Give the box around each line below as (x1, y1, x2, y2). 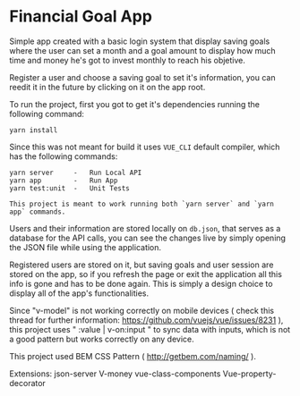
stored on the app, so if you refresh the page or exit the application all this (9, 268, 282, 279)
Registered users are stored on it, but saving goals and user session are (9, 259, 274, 270)
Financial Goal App (9, 6, 152, 27)
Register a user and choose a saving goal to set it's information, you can (9, 72, 276, 82)
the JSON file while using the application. (9, 241, 162, 252)
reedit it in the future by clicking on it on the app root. (9, 81, 206, 92)
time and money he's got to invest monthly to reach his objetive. (9, 55, 246, 65)
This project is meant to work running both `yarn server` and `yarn (9, 199, 275, 208)
